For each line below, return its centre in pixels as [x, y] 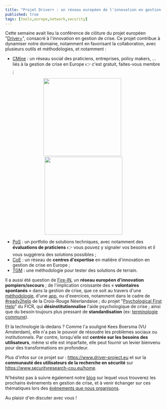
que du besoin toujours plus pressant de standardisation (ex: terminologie [82, 312]
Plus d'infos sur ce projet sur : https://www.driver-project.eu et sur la [76, 358]
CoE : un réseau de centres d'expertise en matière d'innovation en [81, 260]
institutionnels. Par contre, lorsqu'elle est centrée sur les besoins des [77, 337]
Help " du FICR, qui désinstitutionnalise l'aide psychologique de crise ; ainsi [83, 307]
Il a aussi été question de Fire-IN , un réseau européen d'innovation [75, 280]
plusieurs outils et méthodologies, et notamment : [56, 49]
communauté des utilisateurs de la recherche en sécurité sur [69, 363]
